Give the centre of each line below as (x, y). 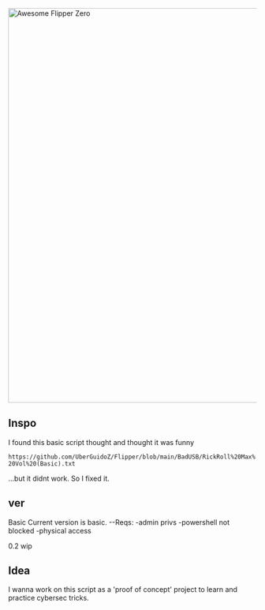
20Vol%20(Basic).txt (42, 464)
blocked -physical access (50, 530)
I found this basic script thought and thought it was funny (101, 442)
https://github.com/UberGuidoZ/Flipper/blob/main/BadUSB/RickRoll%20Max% (132, 457)
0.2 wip (21, 546)
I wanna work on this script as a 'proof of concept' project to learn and (123, 589)
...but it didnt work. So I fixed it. (59, 478)
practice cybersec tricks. (49, 598)
